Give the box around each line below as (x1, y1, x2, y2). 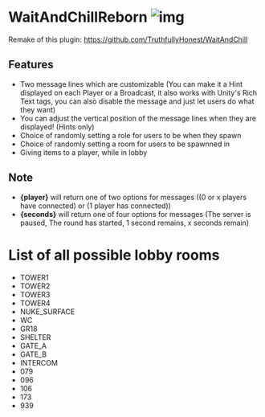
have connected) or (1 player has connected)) (19, 201, 171, 211)
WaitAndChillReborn (8, 8, 149, 27)
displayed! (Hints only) (19, 121, 95, 132)
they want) (19, 104, 56, 114)
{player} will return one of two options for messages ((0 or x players (19, 192, 247, 202)
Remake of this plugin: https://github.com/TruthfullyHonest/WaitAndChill (8, 35, 248, 44)
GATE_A (19, 341, 47, 350)
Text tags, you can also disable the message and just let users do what (19, 96, 255, 106)
